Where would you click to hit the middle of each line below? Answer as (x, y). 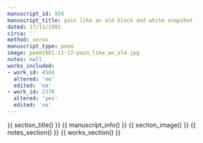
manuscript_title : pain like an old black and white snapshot (100, 20)
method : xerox (28, 40)
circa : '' (22, 33)
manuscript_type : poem (40, 46)
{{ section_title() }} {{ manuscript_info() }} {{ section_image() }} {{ (102, 125)
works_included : (31, 66)
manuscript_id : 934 (36, 14)
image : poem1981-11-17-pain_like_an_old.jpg (73, 53)
